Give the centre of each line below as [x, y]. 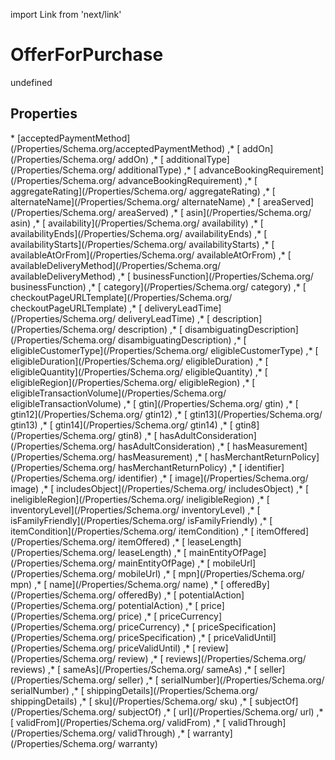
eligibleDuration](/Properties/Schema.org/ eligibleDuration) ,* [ [139, 361]
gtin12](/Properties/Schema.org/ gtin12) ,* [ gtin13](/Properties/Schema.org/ [166, 414]
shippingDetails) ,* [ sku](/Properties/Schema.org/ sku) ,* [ [131, 701]
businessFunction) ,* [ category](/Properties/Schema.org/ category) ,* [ [158, 286]
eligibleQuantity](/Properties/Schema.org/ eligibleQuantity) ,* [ [139, 371]
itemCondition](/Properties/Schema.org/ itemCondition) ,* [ [132, 531]
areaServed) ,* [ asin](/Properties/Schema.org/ [214, 212]
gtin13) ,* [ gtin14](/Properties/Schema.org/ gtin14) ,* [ [121, 425]
